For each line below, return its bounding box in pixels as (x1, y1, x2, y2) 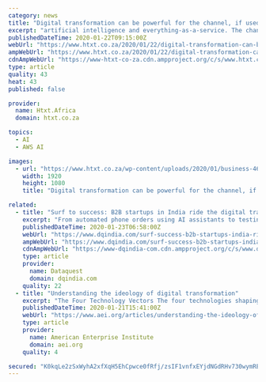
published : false (8, 85, 66, 93)
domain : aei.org (28, 341, 83, 349)
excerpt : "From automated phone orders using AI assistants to (22, 215, 236, 224)
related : (8, 201, 37, 210)
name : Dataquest (28, 267, 83, 275)
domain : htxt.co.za (15, 114, 80, 123)
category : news (8, 11, 59, 20)
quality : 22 (22, 282, 62, 289)
